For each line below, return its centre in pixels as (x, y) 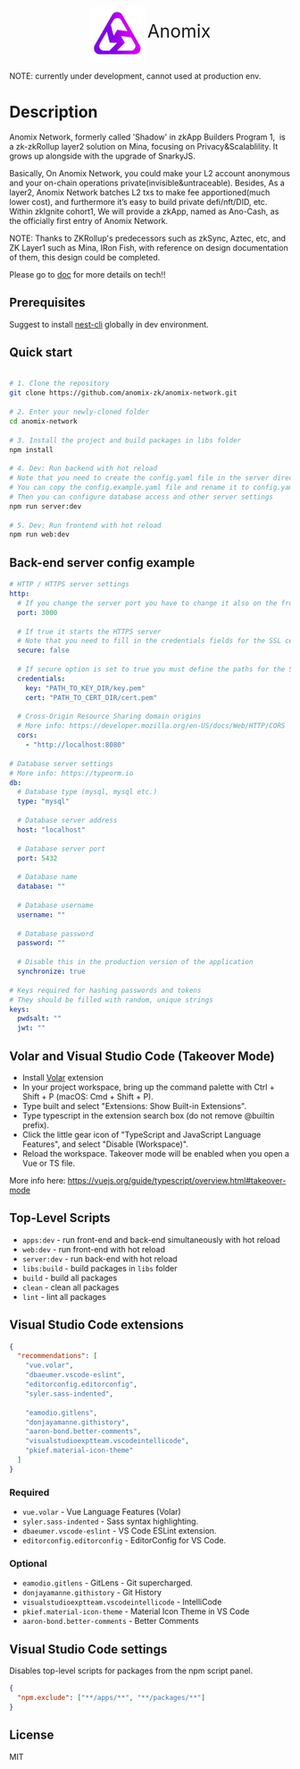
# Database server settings (62, 764)
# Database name (47, 877)
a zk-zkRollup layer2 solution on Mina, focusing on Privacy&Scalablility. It (144, 146)
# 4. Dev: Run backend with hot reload (83, 469)
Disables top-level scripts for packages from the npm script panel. (131, 1671)
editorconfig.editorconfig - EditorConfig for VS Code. (124, 1541)
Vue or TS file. (49, 1163)
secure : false (43, 651)
